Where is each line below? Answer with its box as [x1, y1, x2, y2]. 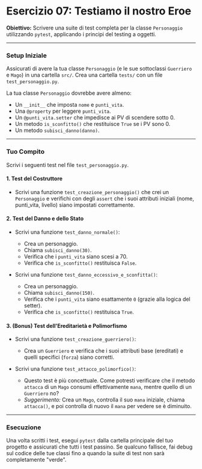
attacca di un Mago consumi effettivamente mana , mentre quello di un [23, 383, 192, 391]
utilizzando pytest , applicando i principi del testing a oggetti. [6, 30, 156, 37]
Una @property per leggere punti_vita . [14, 107, 111, 115]
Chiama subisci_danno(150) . [23, 289, 95, 296]
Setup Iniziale [6, 51, 47, 60]
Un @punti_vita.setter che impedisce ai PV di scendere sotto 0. [14, 114, 176, 121]
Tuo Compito [6, 148, 45, 156]
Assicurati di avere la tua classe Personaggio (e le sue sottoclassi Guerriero [6, 65, 192, 72]
